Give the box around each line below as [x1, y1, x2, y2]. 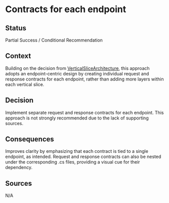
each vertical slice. [5, 81, 44, 87]
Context [5, 52, 31, 60]
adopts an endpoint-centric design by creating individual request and [5, 70, 149, 76]
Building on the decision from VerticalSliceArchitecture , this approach [5, 65, 150, 71]
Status [5, 24, 27, 32]
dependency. [5, 165, 33, 171]
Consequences [5, 135, 54, 144]
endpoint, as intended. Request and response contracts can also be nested [5, 153, 161, 160]
